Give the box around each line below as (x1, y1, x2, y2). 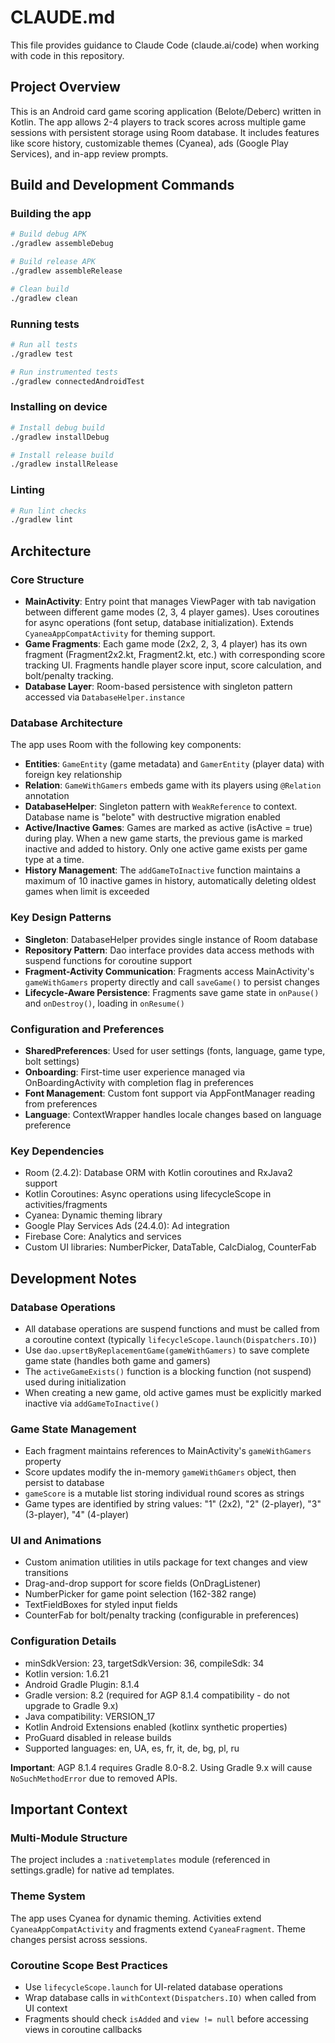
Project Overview (10, 79, 121, 96)
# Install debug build (10, 422, 105, 433)
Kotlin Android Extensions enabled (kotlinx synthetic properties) (24, 1721, 288, 1733)
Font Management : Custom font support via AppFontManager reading (24, 1087, 316, 1099)
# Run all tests (10, 339, 78, 350)
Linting (10, 483, 45, 497)
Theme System (10, 1889, 86, 1903)
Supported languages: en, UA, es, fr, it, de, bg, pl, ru (24, 1742, 240, 1754)
